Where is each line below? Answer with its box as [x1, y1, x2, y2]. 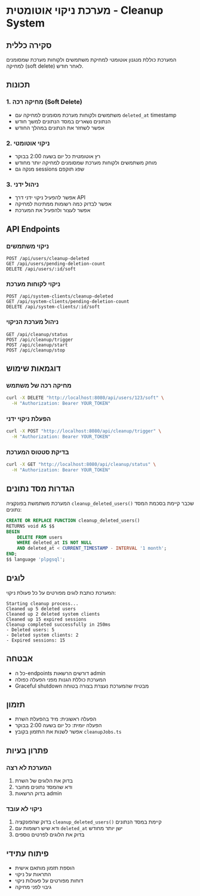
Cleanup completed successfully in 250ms [6, 621, 111, 628]
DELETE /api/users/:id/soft [6, 266, 76, 272]
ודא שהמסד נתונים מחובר [14, 783, 73, 791]
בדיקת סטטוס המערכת [6, 447, 70, 456]
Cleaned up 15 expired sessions [6, 616, 87, 622]
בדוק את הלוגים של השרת [14, 777, 73, 785]
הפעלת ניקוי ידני [6, 414, 51, 423]
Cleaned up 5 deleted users [6, 606, 76, 612]
